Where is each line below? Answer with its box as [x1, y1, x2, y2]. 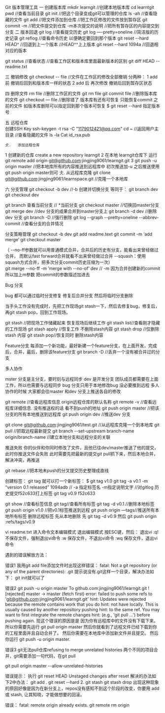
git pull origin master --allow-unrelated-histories [5, 663, 103, 668]
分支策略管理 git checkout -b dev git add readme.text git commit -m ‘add [5, 231, 153, 237]
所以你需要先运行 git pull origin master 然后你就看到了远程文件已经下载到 [5, 624, 153, 629]
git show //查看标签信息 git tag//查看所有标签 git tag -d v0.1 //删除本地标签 [5, 501, 155, 507]
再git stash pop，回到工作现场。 [5, 310, 70, 315]
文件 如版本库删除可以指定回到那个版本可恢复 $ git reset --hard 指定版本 [13, 103, 161, 109]
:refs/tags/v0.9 [5, 519, 35, 525]
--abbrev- [138, 215, 159, 220]
